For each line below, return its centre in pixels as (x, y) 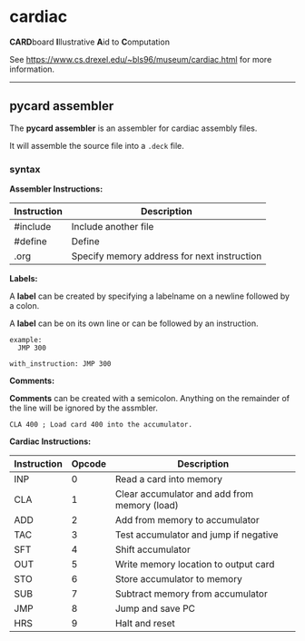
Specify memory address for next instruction (167, 256)
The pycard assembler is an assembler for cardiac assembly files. (133, 128)
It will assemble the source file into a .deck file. (97, 145)
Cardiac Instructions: (50, 441)
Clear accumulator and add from (184, 494)
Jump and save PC (155, 608)
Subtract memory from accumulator (191, 594)
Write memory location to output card (195, 565)
